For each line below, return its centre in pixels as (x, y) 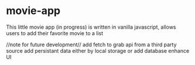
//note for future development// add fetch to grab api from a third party (91, 45)
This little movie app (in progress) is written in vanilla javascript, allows (91, 27)
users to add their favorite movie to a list (55, 33)
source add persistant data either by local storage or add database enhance (98, 50)
